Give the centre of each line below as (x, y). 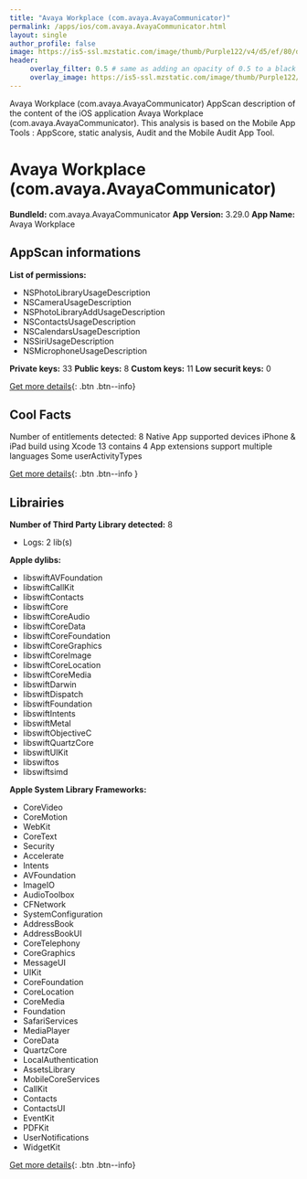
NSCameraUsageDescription (77, 302)
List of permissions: (48, 274)
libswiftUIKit (45, 753)
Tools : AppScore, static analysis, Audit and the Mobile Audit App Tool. (142, 133)
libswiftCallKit (48, 588)
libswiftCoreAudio (56, 617)
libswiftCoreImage (57, 655)
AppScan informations (75, 253)
